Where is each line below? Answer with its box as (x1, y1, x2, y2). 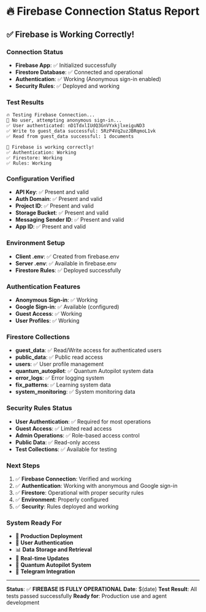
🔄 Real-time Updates (15, 555, 69, 562)
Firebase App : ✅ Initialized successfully (15, 61, 116, 69)
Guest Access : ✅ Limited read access (15, 425, 112, 432)
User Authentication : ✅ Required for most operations (15, 418, 151, 425)
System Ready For (6, 518, 63, 527)
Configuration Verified (6, 175, 75, 183)
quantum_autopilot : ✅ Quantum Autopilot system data (15, 367, 154, 375)
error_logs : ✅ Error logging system (15, 374, 104, 382)
